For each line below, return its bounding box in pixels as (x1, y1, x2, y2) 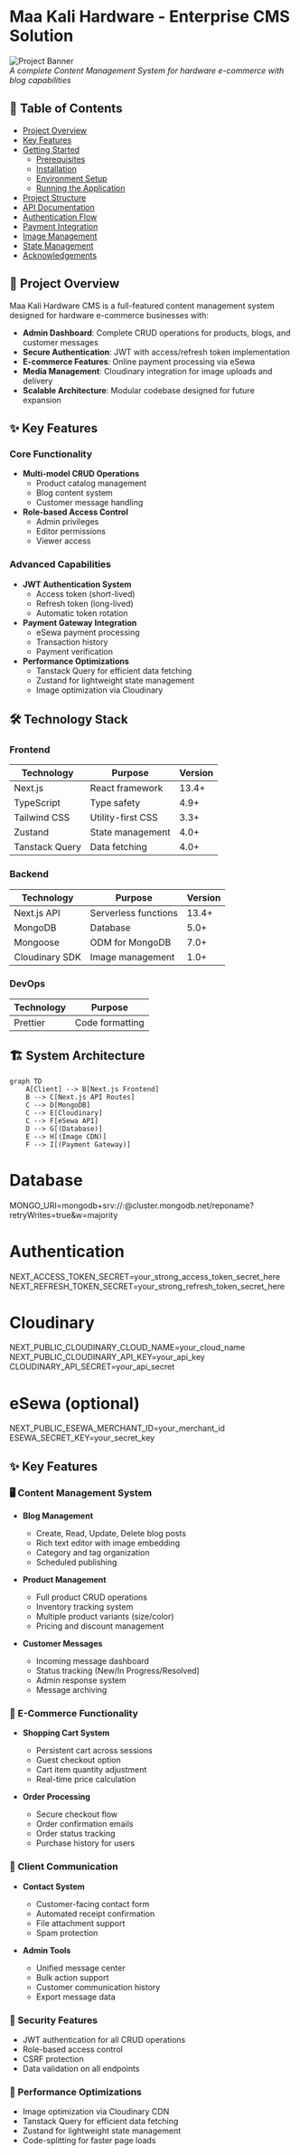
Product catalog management (35, 477, 147, 489)
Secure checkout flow (35, 1809, 118, 1819)
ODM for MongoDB (89, 936, 172, 949)
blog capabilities (9, 74, 71, 85)
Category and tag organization (35, 1547, 151, 1558)
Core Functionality (9, 448, 93, 460)
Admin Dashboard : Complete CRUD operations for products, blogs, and (22, 327, 291, 338)
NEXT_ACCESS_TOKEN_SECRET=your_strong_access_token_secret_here (9, 1271, 281, 1281)
